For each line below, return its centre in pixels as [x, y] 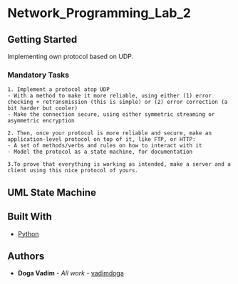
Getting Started [42, 40]
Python [28, 233]
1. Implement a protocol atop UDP [59, 90]
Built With [30, 217]
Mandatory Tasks [38, 75]
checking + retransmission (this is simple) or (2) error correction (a [118, 102]
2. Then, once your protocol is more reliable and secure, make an [110, 133]
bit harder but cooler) [43, 108]
